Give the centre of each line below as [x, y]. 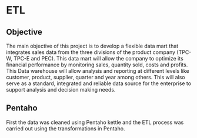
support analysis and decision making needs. [61, 90]
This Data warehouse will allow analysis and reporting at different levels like [98, 71]
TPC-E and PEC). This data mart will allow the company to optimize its [98, 58]
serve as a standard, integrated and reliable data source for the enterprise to [99, 83]
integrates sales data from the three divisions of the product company [91, 52]
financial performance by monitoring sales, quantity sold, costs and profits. [97, 65]
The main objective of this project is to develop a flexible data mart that [92, 46]
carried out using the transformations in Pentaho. [66, 128]
